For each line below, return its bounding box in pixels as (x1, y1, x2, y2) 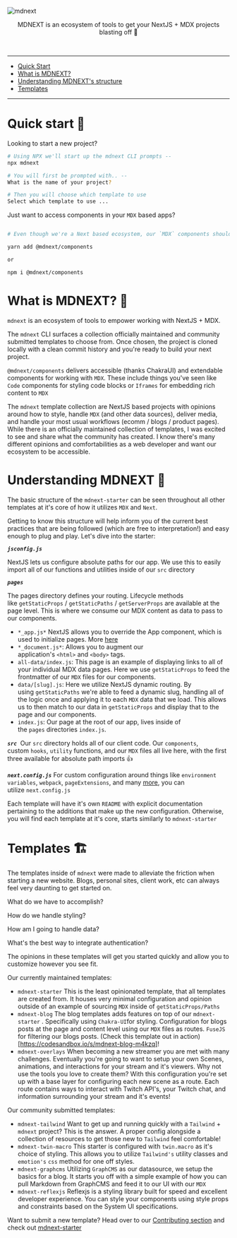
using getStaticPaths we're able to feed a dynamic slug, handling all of (17, 688, 224, 696)
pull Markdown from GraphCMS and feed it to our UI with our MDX (17, 1179, 207, 1188)
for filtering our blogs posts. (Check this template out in (17, 1032, 178, 1040)
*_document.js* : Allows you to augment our (17, 642, 144, 651)
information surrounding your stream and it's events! (17, 1092, 171, 1100)
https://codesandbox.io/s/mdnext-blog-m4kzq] (20, 1039, 158, 1048)
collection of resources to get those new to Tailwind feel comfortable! (17, 1134, 221, 1143)
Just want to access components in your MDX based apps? (7, 211, 176, 219)
